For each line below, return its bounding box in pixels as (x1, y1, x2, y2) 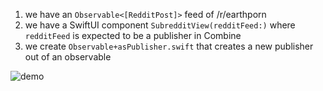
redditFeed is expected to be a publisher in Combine (24, 30, 242, 41)
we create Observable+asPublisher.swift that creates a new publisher (24, 40, 314, 52)
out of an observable (24, 51, 112, 63)
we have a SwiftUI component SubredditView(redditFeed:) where (24, 19, 296, 31)
